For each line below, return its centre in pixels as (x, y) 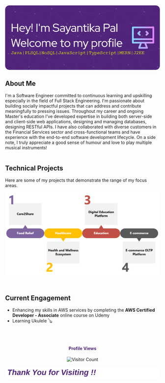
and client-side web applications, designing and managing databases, (76, 121)
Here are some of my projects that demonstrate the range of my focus (76, 180)
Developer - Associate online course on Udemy (61, 315)
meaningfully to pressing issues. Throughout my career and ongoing (74, 111)
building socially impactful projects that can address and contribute (73, 106)
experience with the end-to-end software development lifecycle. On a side (81, 137)
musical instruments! (26, 147)
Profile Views (82, 349)
